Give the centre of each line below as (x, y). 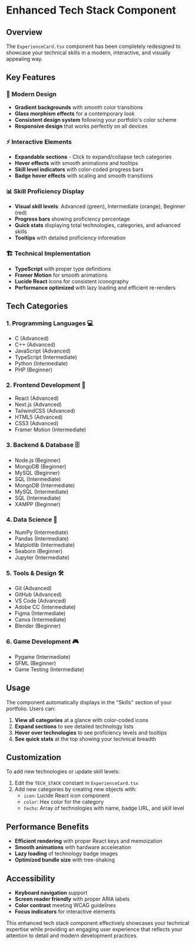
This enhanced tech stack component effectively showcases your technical (98, 923)
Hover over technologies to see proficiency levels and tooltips (91, 732)
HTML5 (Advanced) (39, 417)
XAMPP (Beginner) (37, 504)
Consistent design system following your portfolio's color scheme (95, 119)
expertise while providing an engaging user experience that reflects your (94, 929)
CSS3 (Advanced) (37, 423)
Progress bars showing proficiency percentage (72, 219)
